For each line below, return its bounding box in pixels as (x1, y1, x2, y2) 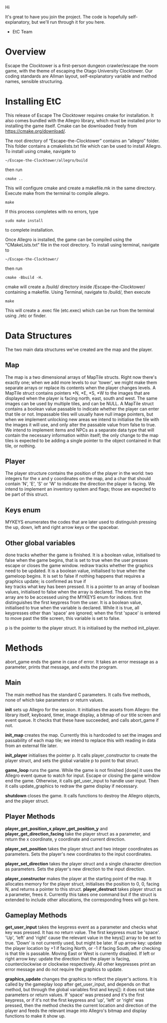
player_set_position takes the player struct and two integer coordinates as (5, 846, 159, 852)
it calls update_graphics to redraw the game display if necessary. (5, 783, 138, 789)
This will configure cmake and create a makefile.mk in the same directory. (5, 185, 157, 191)
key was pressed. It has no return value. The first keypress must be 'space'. (5, 930, 160, 936)
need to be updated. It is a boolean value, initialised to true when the (5, 568, 146, 574)
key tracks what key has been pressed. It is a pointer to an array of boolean (5, 584, 160, 590)
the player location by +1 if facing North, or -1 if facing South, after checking (5, 945, 161, 951)
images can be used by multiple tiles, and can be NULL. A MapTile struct (5, 400, 154, 407)
